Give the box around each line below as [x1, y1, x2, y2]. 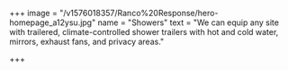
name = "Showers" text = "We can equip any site [97, 17, 279, 28]
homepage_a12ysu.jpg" [9, 17, 96, 28]
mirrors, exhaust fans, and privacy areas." [9, 36, 165, 47]
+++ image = [9, 8, 58, 18]
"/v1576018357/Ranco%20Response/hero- [59, 8, 219, 18]
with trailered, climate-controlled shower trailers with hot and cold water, [9, 27, 279, 37]
